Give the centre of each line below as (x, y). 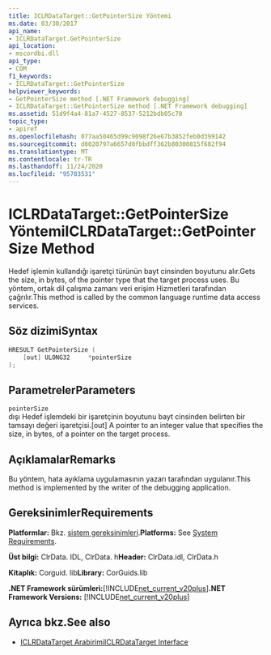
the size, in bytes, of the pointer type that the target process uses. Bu (124, 280)
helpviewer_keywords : (45, 91)
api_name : (25, 31)
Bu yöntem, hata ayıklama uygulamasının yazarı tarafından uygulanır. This (129, 479)
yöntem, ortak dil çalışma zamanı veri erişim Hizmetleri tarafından (117, 288)
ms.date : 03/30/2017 (43, 24)
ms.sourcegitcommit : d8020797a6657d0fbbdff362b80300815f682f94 (117, 144)
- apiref (23, 129)
